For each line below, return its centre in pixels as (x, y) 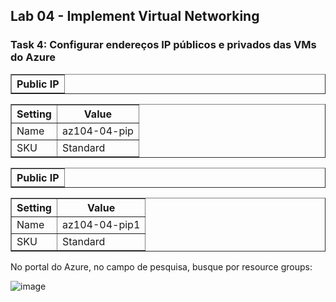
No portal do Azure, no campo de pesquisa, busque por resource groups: (161, 266)
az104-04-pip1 (101, 224)
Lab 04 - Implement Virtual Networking (135, 16)
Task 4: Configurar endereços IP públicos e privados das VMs (163, 45)
